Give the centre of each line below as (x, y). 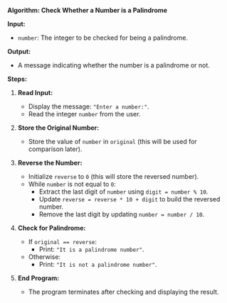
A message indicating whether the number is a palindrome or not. (114, 65)
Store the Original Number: (58, 128)
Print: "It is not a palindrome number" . (98, 264)
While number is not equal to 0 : (72, 184)
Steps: (17, 79)
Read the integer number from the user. (84, 114)
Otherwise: (44, 257)
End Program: (38, 278)
